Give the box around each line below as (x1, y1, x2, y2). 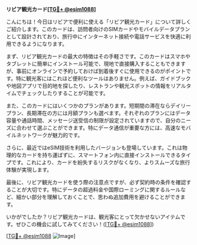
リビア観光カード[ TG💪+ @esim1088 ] (6, 6, 96, 12)
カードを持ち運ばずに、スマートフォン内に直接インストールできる (21, 151, 181, 158)
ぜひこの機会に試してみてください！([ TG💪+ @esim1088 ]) (15, 221, 154, 227)
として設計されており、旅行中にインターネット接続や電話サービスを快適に (6, 33, 186, 40)
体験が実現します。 (6, 166, 52, 173)
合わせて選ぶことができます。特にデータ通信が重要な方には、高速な (16, 124, 181, 131)
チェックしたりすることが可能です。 (21, 90, 109, 97)
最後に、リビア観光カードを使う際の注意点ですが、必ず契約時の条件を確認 (6, 179, 186, 186)
